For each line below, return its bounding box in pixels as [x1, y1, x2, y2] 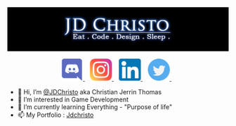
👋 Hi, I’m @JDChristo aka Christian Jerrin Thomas [17, 87, 162, 96]
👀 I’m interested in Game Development [17, 95, 129, 103]
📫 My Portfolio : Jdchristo [17, 111, 94, 119]
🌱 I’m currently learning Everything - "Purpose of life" [17, 102, 173, 111]
